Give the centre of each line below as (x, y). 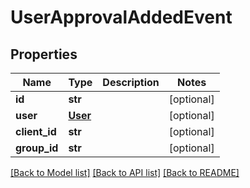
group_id (37, 148)
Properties (44, 54)
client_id (36, 131)
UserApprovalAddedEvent (121, 17)
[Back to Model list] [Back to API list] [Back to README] (125, 172)
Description (131, 82)
